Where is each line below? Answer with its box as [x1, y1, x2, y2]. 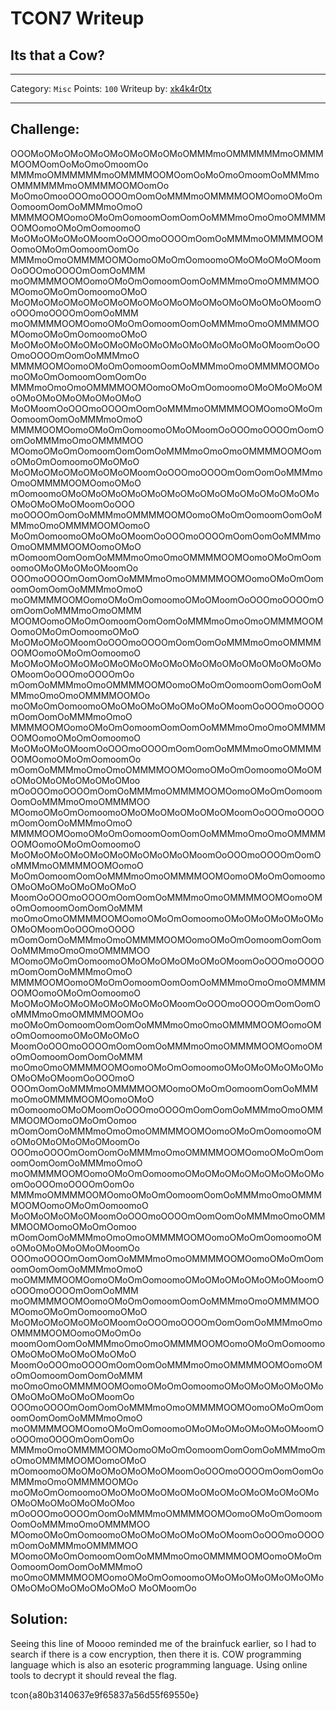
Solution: [10, 1611, 68, 1628]
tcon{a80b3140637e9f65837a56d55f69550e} [10, 1688, 200, 1701]
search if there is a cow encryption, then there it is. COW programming [10, 1648, 302, 1660]
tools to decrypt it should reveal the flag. [10, 1669, 178, 1681]
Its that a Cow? [10, 47, 106, 64]
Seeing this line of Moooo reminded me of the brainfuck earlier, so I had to [10, 1637, 317, 1649]
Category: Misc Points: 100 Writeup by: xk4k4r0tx [10, 83, 212, 94]
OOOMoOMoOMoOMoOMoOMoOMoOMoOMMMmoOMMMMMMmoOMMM [10, 147, 324, 159]
